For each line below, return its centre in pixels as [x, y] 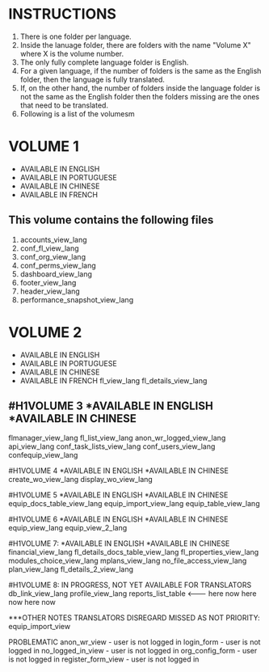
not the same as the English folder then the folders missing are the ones [140, 96]
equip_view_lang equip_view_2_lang [68, 528]
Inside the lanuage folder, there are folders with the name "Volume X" [136, 44]
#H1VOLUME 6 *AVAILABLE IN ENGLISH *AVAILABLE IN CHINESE [118, 519]
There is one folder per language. [76, 36]
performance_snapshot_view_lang [77, 299]
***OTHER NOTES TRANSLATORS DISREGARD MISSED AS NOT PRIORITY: [134, 618]
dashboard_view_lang [56, 274]
